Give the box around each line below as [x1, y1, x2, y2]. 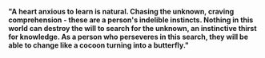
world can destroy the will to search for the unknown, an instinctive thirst [8, 24, 258, 33]
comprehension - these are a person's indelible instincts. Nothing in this [8, 15, 254, 25]
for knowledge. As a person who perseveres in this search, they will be [8, 32, 249, 41]
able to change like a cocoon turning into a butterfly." [8, 41, 190, 50]
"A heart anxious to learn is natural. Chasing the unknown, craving [8, 7, 235, 16]
